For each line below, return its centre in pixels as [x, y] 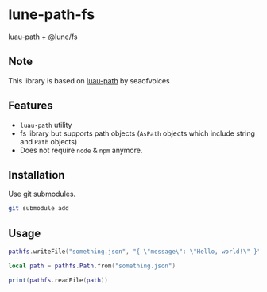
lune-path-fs [52, 15]
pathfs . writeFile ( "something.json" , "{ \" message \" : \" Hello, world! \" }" [135, 252]
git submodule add [39, 209]
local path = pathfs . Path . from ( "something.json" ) [92, 266]
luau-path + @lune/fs [43, 36]
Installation [37, 175]
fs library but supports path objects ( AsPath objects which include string [137, 133]
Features [31, 106]
